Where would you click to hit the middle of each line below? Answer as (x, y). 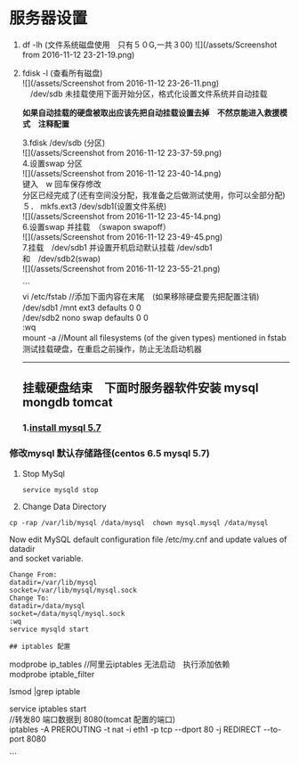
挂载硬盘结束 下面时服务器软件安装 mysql (140, 388)
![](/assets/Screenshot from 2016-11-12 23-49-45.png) (122, 236)
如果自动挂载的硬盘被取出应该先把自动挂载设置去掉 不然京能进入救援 (151, 112)
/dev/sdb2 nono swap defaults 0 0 (85, 317)
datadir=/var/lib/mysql (53, 582)
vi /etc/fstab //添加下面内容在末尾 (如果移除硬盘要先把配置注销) (141, 296)
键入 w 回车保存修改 (62, 184)
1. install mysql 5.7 (62, 428)
